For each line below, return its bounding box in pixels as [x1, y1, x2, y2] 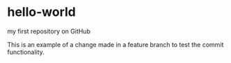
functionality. [7, 48, 45, 56]
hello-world [7, 4, 77, 20]
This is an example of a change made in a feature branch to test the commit [7, 40, 224, 48]
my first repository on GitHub [7, 27, 90, 35]
